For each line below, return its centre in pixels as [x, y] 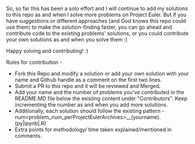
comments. [28, 136]
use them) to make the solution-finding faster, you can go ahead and [89, 27]
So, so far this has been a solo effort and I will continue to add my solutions [97, 8]
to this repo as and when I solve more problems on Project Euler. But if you [96, 15]
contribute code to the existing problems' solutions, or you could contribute [97, 33]
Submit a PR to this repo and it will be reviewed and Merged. [88, 86]
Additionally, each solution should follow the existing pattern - [89, 111]
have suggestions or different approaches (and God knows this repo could [96, 21]
